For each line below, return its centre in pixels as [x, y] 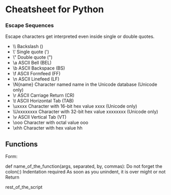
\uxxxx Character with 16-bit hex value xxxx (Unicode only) [75, 106]
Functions [22, 144]
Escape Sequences [30, 26]
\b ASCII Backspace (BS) [39, 68]
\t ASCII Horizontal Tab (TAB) [43, 101]
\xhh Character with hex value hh [47, 128]
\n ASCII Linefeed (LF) [36, 79]
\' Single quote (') [31, 52]
